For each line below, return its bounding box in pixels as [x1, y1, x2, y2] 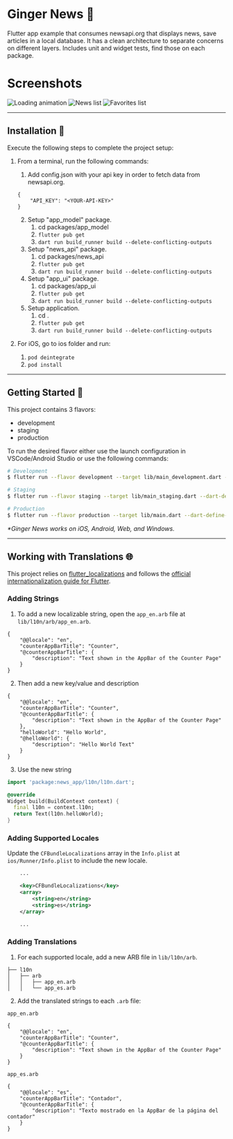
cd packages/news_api [37, 252, 104, 261]
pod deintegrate [27, 354, 75, 361]
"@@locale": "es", [19, 1088, 73, 1096]
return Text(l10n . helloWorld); [13, 810, 104, 817]
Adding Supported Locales [7, 833, 99, 843]
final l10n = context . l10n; [13, 804, 95, 811]
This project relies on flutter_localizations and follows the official [7, 569, 191, 577]
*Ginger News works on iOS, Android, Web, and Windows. [7, 524, 175, 532]
